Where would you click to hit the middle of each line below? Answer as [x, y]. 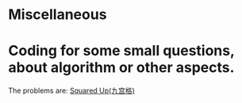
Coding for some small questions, [121, 51]
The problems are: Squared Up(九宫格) [71, 91]
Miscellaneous [58, 15]
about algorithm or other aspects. [121, 68]
